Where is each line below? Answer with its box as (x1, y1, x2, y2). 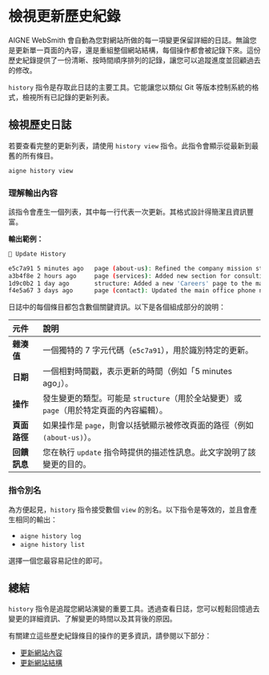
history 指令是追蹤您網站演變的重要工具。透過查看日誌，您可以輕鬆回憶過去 (8, 604, 260, 613)
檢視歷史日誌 (8, 118, 72, 132)
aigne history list (19, 540, 86, 548)
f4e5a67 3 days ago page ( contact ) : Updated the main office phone (8, 287, 256, 295)
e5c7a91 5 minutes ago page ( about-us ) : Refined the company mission (8, 264, 252, 272)
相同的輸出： (14, 514, 58, 524)
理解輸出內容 (8, 187, 58, 199)
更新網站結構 (19, 658, 62, 668)
